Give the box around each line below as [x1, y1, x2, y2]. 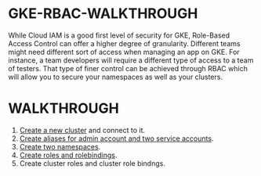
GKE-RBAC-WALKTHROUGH [8, 5, 198, 23]
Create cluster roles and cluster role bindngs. [19, 158, 166, 168]
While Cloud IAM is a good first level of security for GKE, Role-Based [8, 31, 230, 40]
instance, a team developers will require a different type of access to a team [8, 56, 254, 65]
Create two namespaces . [19, 142, 101, 151]
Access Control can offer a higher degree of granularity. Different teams [8, 38, 241, 48]
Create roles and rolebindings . [19, 150, 118, 160]
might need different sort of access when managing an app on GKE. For [8, 47, 241, 56]
